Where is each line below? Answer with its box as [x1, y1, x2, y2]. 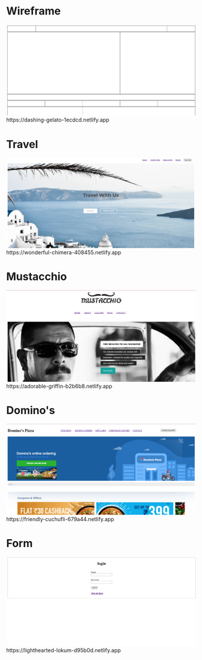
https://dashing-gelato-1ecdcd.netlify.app [6, 116, 109, 124]
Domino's [6, 404, 55, 417]
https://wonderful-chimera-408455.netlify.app [6, 248, 121, 256]
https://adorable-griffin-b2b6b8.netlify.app [6, 383, 112, 390]
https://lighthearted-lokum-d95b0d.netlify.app [6, 647, 121, 654]
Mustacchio [6, 270, 67, 284]
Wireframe [6, 4, 61, 18]
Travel [6, 137, 38, 151]
